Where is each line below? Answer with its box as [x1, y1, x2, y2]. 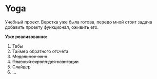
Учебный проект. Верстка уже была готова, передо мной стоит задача [5, 19, 153, 25]
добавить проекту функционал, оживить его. [5, 24, 99, 30]
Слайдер [12, 64, 31, 70]
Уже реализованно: [5, 34, 48, 39]
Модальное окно [12, 53, 48, 59]
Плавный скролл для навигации [12, 59, 79, 64]
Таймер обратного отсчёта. [12, 48, 70, 54]
